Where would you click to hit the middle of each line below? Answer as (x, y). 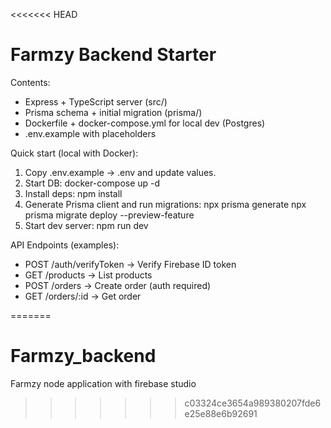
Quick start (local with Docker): (74, 153)
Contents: (30, 82)
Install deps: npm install (73, 193)
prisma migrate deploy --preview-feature (109, 215)
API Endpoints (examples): (65, 245)
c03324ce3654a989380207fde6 (253, 403)
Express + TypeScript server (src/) (96, 101)
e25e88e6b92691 (221, 413)
